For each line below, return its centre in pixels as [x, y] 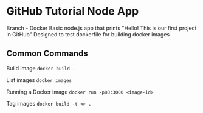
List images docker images [39, 80]
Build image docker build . [41, 68]
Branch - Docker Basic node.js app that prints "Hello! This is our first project [101, 28]
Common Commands [47, 54]
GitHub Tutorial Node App [73, 11]
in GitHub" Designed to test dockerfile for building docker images [88, 34]
